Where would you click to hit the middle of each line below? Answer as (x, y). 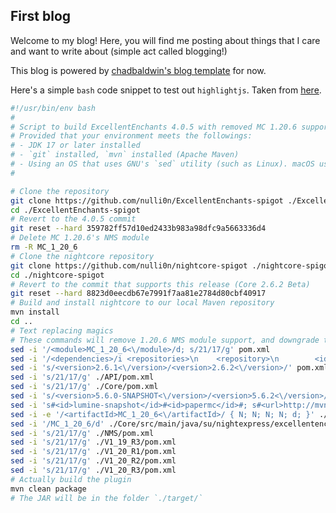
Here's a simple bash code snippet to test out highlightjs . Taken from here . (166, 90)
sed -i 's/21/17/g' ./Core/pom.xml (84, 387)
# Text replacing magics (62, 330)
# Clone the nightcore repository (82, 256)
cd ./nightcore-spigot (57, 275)
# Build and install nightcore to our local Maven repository (142, 303)
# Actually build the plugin (71, 479)
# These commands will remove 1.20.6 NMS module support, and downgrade (165, 340)
